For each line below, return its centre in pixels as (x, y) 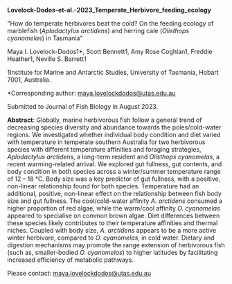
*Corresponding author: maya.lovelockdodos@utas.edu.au (91, 93)
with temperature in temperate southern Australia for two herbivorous (106, 142)
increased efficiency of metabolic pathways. (70, 260)
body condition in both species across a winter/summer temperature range (114, 171)
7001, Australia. (29, 80)
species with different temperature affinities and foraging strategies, (105, 149)
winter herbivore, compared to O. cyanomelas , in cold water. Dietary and (111, 238)
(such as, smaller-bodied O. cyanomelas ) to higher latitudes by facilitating (113, 252)
